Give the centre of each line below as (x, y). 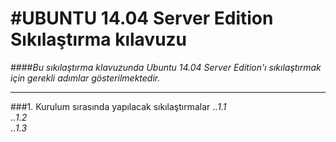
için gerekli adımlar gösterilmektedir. (85, 78)
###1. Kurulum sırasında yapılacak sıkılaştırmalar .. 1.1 (118, 106)
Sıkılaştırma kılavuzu (99, 39)
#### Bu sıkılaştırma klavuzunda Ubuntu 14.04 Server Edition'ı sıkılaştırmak (166, 67)
